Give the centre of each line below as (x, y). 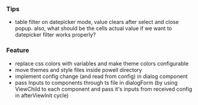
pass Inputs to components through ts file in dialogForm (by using (96, 82)
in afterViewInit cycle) (42, 95)
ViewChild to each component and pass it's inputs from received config (103, 89)
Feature (18, 50)
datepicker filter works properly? (55, 35)
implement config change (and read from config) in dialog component (101, 76)
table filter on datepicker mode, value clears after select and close (97, 22)
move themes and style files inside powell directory (78, 70)
